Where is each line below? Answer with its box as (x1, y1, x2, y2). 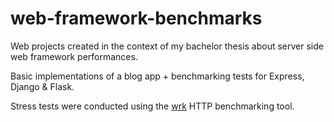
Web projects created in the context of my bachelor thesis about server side (10, 40, 324, 52)
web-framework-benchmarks (10, 7, 263, 30)
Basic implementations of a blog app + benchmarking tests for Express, (10, 70, 305, 82)
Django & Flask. (10, 80, 75, 92)
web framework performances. (10, 50, 138, 62)
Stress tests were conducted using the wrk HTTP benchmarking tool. (10, 100, 295, 112)
